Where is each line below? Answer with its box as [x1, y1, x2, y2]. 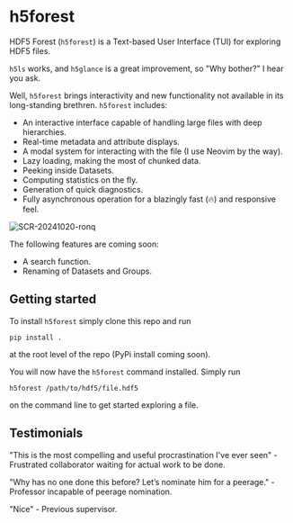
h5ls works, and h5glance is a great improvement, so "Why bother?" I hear [9, 63, 284, 74]
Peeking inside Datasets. [22, 165, 114, 176]
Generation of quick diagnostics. [22, 184, 144, 194]
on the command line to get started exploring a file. [9, 399, 200, 410]
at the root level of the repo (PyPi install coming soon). [9, 348, 211, 359]
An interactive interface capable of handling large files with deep [22, 117, 262, 128]
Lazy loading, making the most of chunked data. [22, 155, 201, 166]
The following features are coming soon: [9, 239, 159, 249]
